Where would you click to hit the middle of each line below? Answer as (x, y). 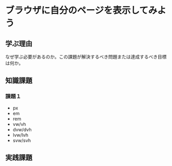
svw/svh (22, 140)
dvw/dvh (22, 129)
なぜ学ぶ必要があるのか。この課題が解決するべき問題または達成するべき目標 (86, 57)
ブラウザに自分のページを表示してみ (81, 10)
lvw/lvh (20, 135)
